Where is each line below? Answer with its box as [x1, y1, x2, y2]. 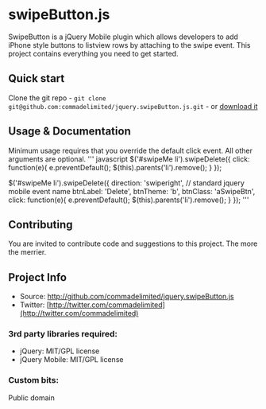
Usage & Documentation [8, 125, 131, 138]
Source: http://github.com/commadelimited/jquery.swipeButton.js [19, 292, 234, 302]
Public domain [8, 392, 56, 403]
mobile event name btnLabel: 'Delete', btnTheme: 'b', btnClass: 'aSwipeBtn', [8, 186, 256, 196]
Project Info [8, 271, 67, 284]
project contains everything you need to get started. [8, 49, 179, 58]
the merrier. [8, 247, 47, 257]
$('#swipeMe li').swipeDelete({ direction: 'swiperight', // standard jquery [8, 177, 245, 188]
